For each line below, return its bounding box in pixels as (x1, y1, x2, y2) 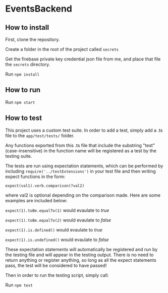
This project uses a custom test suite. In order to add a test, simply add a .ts (5, 127, 163, 133)
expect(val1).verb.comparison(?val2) (5, 183, 85, 188)
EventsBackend (5, 3, 72, 15)
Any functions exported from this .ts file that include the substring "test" (5, 142, 155, 148)
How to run (5, 86, 41, 94)
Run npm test (5, 282, 33, 288)
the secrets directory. (5, 62, 50, 67)
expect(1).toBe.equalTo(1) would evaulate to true (5, 207, 109, 213)
